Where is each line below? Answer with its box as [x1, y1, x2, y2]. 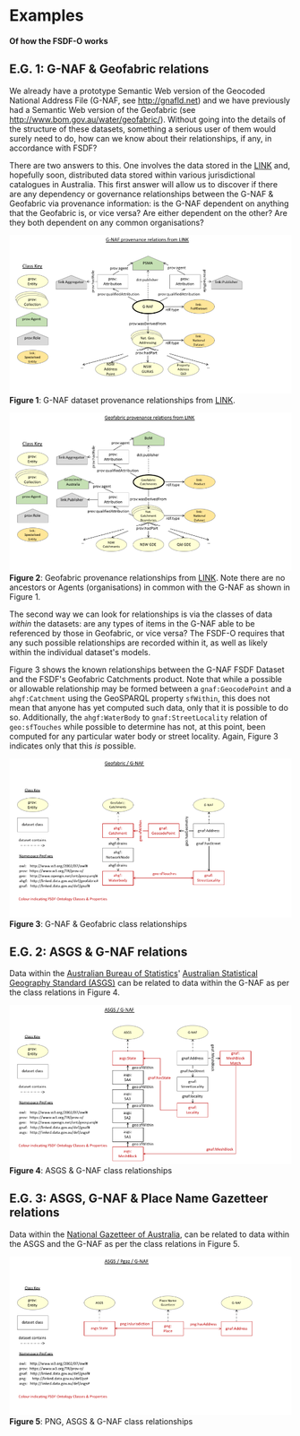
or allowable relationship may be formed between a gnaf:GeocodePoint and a [9, 683, 292, 695]
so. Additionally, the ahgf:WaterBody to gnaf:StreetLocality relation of [9, 712, 269, 722]
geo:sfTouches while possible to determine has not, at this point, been [9, 722, 266, 732]
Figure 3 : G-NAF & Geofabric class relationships [9, 918, 188, 929]
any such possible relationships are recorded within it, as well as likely [9, 637, 269, 648]
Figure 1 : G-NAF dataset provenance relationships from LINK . [9, 394, 236, 405]
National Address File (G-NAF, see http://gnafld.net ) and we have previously [9, 95, 291, 106]
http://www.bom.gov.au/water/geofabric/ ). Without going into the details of [9, 114, 287, 125]
